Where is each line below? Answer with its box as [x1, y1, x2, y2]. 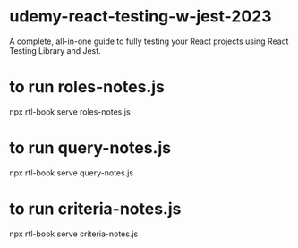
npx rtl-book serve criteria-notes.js [9, 228, 139, 239]
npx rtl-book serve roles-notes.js [9, 106, 132, 117]
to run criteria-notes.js [9, 199, 182, 218]
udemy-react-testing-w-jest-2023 [9, 6, 272, 27]
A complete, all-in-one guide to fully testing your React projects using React [9, 36, 289, 47]
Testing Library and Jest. [9, 45, 101, 56]
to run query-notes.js [9, 138, 172, 158]
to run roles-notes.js [9, 77, 166, 98]
